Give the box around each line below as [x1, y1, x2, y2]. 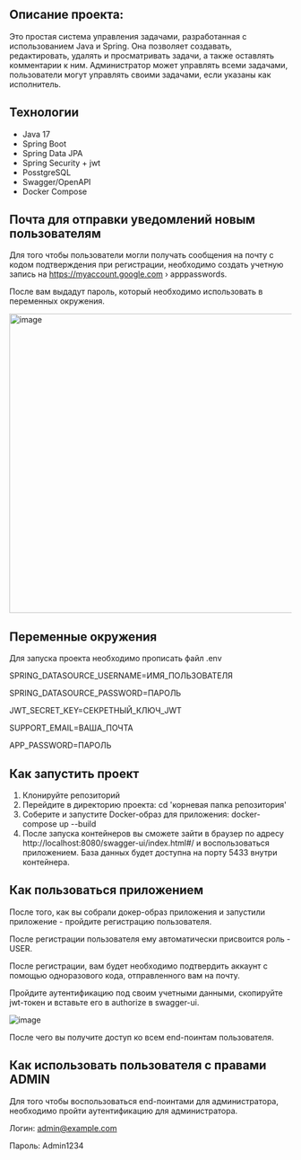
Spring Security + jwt [21, 157, 101, 168]
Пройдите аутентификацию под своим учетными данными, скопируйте [9, 987, 284, 998]
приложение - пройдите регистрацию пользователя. [9, 916, 212, 926]
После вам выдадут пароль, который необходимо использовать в [9, 287, 263, 297]
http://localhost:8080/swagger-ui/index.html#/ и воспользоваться [21, 837, 271, 848]
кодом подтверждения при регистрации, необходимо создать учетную [9, 260, 284, 270]
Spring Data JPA [21, 147, 83, 158]
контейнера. [21, 857, 70, 868]
